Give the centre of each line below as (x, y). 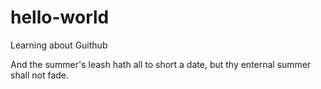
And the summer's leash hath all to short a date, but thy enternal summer (161, 64)
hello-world (60, 17)
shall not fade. (40, 75)
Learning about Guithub (59, 45)
